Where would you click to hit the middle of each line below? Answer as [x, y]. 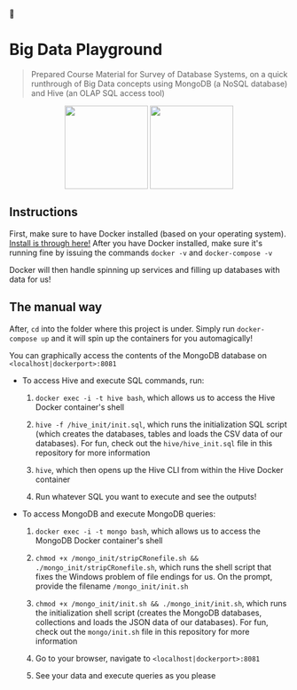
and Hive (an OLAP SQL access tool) [98, 92]
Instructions [43, 212]
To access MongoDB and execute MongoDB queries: [118, 513]
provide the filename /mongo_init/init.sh [112, 586]
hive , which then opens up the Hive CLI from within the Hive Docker [159, 469]
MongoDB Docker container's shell [99, 540]
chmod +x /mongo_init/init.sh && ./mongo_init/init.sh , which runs [161, 603]
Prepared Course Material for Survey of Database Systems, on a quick [159, 74]
